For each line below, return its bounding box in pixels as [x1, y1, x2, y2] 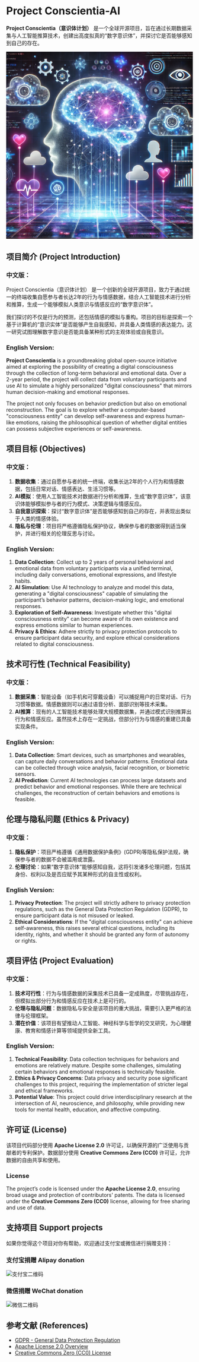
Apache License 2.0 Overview [14, 1343, 89, 1350]
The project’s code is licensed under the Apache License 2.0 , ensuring [6, 1185, 180, 1192]
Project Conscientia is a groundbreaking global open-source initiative [6, 356, 177, 364]
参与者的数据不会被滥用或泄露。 [20, 855, 98, 862]
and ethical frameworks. [14, 1087, 74, 1094]
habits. [14, 577, 31, 584]
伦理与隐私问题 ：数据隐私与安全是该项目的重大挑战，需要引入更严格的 [14, 1004, 187, 1012]
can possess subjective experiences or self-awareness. [6, 425, 142, 432]
